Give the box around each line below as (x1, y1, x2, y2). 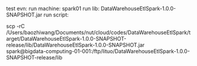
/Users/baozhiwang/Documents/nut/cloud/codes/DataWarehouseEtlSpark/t (6, 29, 191, 36)
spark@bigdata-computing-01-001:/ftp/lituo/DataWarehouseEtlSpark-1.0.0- (6, 48, 190, 55)
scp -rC (6, 23, 25, 29)
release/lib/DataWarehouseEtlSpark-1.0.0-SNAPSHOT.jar (6, 41, 145, 48)
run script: (43, 11, 69, 18)
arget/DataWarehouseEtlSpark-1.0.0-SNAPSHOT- (6, 35, 126, 42)
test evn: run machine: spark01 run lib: (6, 5, 100, 12)
